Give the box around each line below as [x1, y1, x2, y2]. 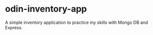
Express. [5, 24, 23, 30]
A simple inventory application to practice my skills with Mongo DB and [5, 19, 148, 25]
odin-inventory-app [5, 3, 87, 15]
